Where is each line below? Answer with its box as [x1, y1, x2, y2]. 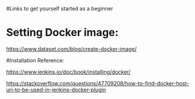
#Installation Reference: [6, 56, 64, 64]
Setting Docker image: [6, 26, 119, 39]
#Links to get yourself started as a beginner [6, 5, 114, 12]
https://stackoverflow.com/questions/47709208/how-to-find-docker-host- [6, 79, 189, 87]
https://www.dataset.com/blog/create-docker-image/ [6, 45, 137, 52]
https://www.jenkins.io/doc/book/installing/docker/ [6, 68, 131, 75]
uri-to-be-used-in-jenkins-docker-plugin [6, 86, 106, 93]
